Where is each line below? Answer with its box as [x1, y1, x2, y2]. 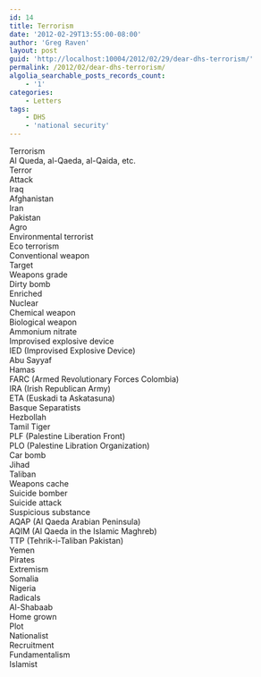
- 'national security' [25, 122, 110, 131]
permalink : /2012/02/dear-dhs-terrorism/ [9, 63, 166, 72]
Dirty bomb [9, 279, 51, 289]
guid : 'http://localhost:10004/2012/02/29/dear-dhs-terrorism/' [9, 55, 254, 63]
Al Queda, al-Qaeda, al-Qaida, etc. [9, 156, 137, 165]
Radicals [9, 592, 41, 603]
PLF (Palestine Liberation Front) [9, 431, 126, 441]
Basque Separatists [9, 402, 81, 412]
